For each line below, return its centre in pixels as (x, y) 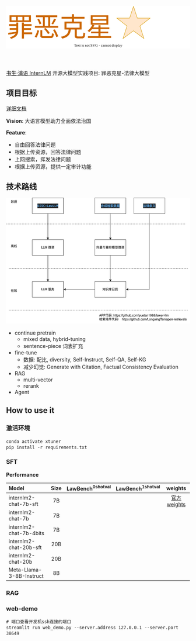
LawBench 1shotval (138, 488)
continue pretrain (35, 333)
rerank (31, 385)
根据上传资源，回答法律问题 (48, 151)
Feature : (17, 132)
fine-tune (26, 352)
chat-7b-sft (24, 504)
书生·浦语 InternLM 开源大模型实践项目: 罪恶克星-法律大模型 (78, 73)
